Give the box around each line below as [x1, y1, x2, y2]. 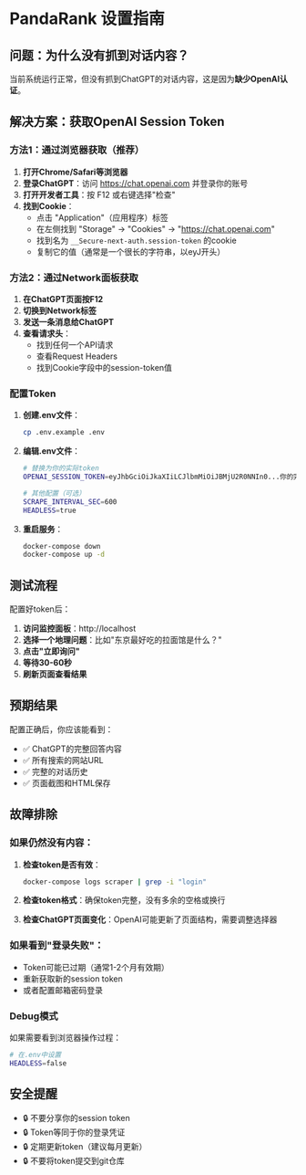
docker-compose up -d [22, 550, 105, 560]
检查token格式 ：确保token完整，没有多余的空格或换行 [22, 895, 226, 906]
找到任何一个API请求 [36, 339, 114, 350]
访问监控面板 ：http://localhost [22, 623, 137, 635]
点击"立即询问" [22, 645, 80, 657]
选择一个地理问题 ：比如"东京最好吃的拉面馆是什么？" [22, 635, 222, 645]
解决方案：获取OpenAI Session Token [9, 114, 225, 130]
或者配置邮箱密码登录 [22, 984, 103, 995]
